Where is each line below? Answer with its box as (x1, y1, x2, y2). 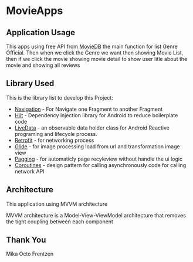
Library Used (6, 79, 55, 89)
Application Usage (6, 28, 75, 38)
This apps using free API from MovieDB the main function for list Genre (6, 43, 178, 50)
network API (14, 168, 45, 175)
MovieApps (6, 4, 63, 18)
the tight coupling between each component (6, 218, 113, 225)
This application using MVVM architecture (6, 200, 108, 207)
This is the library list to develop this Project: (6, 94, 113, 101)
